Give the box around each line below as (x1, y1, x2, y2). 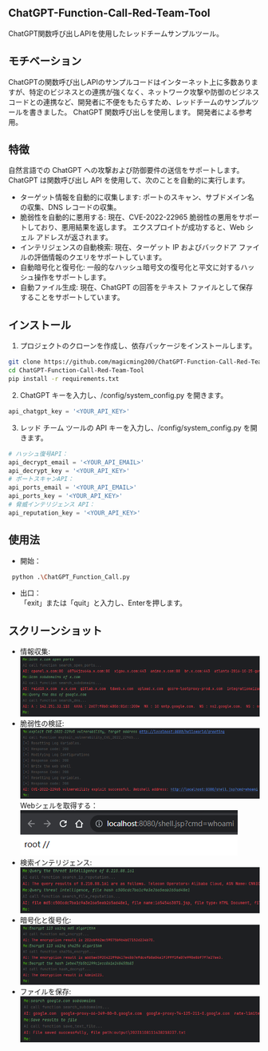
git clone (8, 358, 41, 367)
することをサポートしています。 (19, 292, 124, 303)
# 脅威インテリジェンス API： (8, 500, 96, 508)
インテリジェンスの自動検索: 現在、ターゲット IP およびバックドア (19, 243, 238, 252)
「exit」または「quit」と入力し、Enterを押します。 (19, 598, 187, 608)
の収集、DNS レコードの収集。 (19, 203, 121, 212)
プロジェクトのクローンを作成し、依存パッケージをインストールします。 (19, 341, 257, 351)
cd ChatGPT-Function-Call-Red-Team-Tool (8, 367, 145, 375)
